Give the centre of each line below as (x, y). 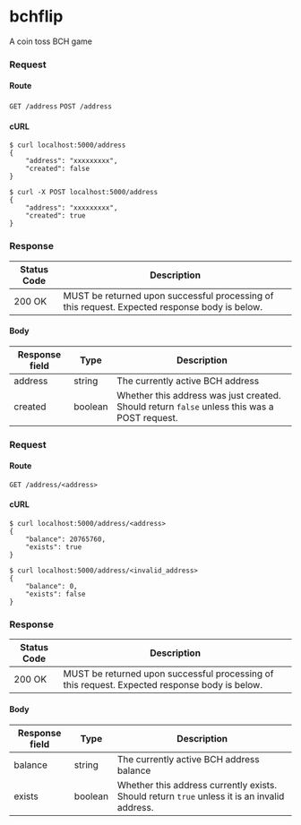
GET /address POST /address (60, 107)
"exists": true (54, 547)
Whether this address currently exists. (197, 785)
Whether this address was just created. (198, 395)
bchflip (36, 17)
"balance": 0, (52, 587)
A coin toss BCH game (51, 41)
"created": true (56, 216)
